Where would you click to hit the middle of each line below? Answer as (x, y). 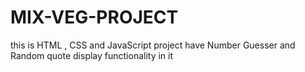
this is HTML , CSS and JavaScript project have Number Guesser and (153, 45)
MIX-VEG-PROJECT (94, 17)
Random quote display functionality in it (92, 55)
